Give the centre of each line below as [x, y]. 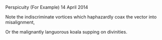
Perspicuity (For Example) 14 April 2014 [47, 7]
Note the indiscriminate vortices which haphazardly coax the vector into [81, 17]
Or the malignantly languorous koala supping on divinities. [66, 32]
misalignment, [20, 22]
